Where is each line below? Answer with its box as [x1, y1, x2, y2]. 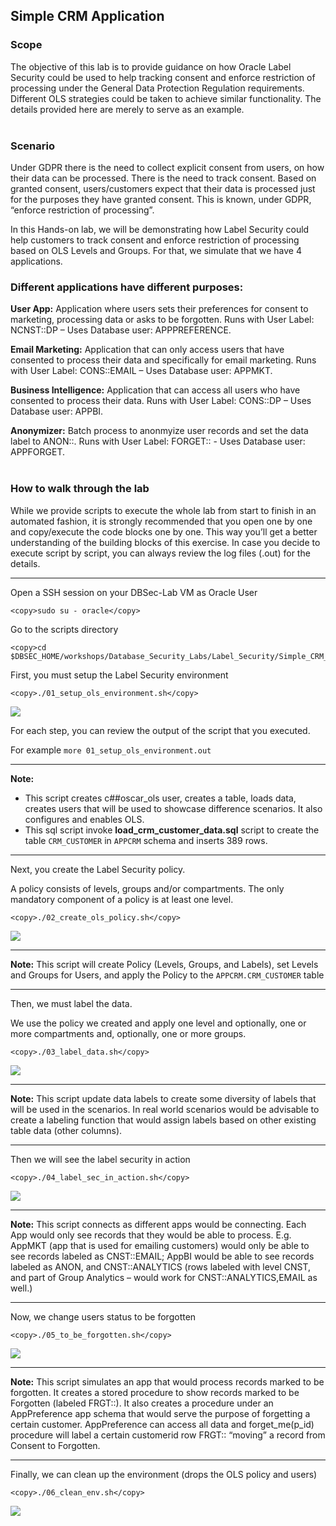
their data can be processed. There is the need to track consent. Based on [10, 172, 317, 184]
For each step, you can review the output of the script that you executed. [10, 724, 311, 736]
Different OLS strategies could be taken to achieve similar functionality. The [10, 92, 322, 104]
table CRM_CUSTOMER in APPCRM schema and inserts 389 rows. [24, 834, 268, 846]
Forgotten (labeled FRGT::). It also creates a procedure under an [10, 1397, 274, 1409]
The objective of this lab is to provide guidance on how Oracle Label [10, 60, 292, 73]
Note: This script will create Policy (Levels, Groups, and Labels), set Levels [10, 958, 319, 970]
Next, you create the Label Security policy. [10, 863, 186, 875]
